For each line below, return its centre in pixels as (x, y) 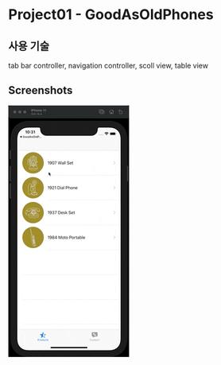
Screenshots (41, 90)
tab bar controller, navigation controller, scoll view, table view (109, 66)
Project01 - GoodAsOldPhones (111, 15)
